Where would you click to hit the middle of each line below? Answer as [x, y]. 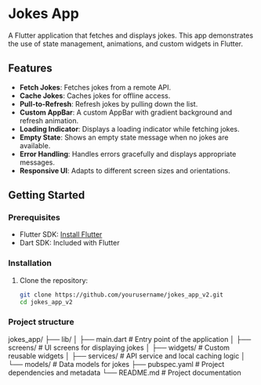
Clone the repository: [54, 280]
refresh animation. [49, 120]
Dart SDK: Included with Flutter [69, 243]
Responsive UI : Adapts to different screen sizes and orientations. [125, 170]
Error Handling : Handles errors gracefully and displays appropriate [128, 154]
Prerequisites [34, 218]
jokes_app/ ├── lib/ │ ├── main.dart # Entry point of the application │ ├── [130, 339]
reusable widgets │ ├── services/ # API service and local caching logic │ [127, 356]
